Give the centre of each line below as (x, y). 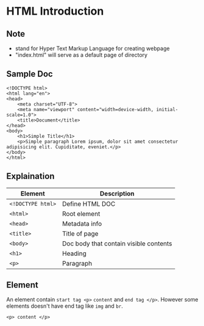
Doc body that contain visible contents (117, 244)
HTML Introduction (55, 11)
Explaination (30, 176)
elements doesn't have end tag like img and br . (65, 306)
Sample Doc (30, 74)
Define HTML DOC (89, 204)
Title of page (80, 233)
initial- (167, 109)
